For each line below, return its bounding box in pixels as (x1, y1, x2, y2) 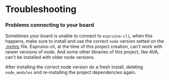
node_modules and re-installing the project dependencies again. (5, 69, 137, 75)
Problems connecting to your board (5, 22, 95, 29)
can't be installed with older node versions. (5, 54, 95, 60)
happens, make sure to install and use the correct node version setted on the (5, 38, 164, 44)
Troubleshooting (5, 4, 77, 15)
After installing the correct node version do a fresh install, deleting (5, 64, 143, 70)
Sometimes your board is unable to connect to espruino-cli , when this (5, 33, 153, 39)
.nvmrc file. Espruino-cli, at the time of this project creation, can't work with (5, 44, 163, 50)
